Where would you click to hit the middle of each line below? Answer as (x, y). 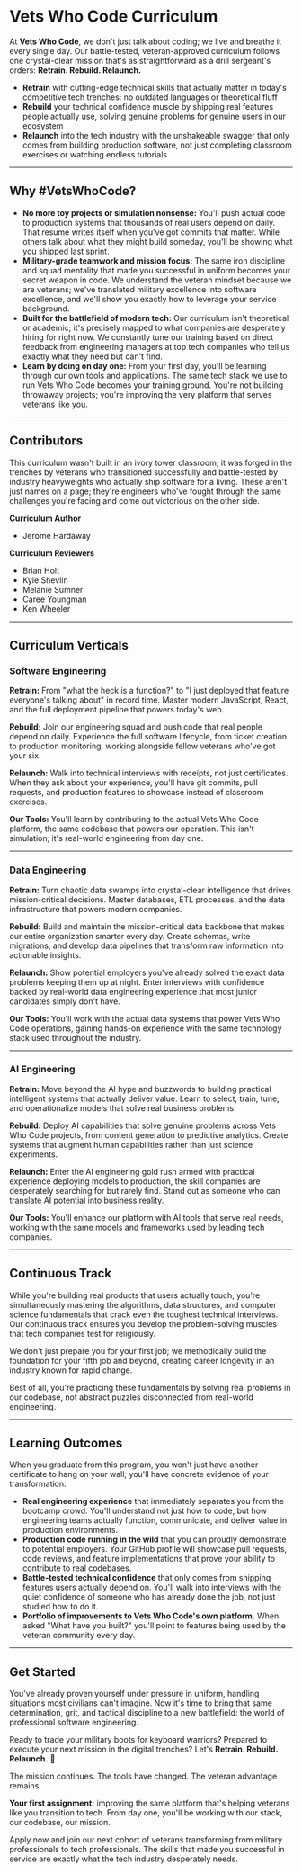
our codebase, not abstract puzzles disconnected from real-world (131, 1397)
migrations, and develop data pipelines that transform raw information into (147, 945)
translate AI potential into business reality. (87, 1200)
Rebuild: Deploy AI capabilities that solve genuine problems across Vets (143, 1125)
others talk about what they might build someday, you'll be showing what (157, 241)
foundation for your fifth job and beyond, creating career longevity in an (142, 1360)
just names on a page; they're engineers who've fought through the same (145, 491)
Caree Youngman (54, 599)
